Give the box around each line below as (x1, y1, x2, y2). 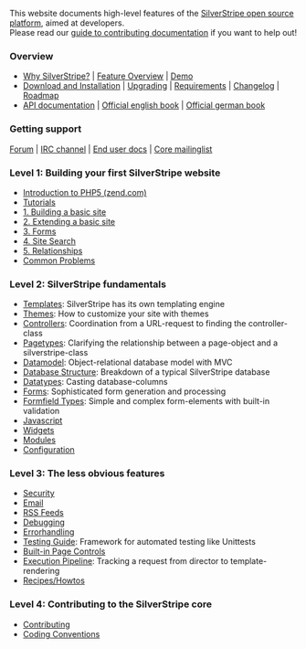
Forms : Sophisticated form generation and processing (22, 386, 227, 397)
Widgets (22, 425, 55, 436)
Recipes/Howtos (22, 575, 85, 586)
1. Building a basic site (22, 206, 107, 218)
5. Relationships (22, 245, 83, 256)
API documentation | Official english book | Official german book (22, 100, 266, 111)
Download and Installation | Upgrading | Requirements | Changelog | (22, 80, 280, 91)
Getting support (9, 122, 82, 135)
